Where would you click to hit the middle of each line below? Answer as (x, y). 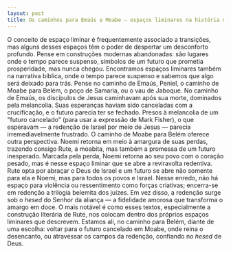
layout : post (26, 13)
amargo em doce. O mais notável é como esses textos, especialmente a (109, 207)
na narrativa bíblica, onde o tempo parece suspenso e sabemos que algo (111, 75)
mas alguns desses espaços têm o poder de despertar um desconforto (108, 47)
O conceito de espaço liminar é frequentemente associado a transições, (109, 39)
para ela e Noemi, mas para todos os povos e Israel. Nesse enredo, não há (113, 178)
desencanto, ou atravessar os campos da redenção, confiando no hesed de (114, 236)
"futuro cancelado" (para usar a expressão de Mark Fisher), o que (101, 119)
